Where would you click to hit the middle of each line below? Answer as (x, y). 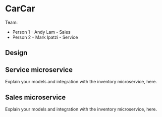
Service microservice (39, 70)
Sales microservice (35, 97)
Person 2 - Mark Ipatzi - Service (45, 37)
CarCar (20, 9)
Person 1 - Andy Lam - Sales (41, 32)
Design (16, 53)
